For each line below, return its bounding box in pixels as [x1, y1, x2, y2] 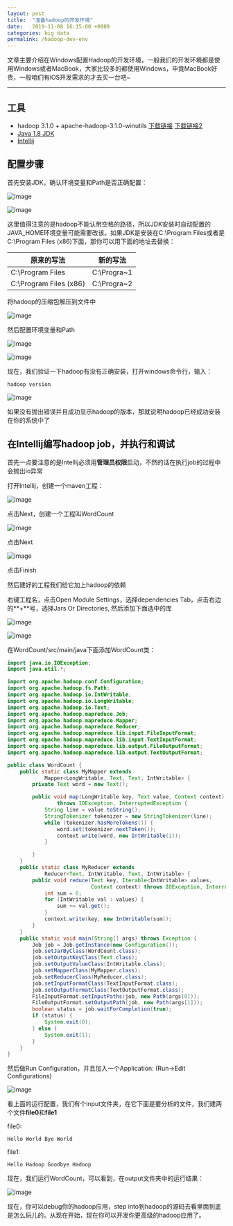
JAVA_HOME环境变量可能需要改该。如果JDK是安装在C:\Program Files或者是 [7, 228, 225, 236]
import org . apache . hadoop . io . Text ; [7, 704, 110, 711]
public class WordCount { [7, 762, 82, 769]
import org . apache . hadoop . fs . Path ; [7, 685, 110, 692]
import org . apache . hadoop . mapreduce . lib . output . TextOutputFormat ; [7, 749, 203, 756]
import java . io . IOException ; [7, 659, 92, 666]
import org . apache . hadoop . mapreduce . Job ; [7, 710, 129, 717]
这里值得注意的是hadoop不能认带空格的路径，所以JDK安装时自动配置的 [7, 220, 212, 228]
